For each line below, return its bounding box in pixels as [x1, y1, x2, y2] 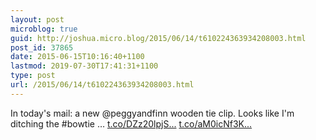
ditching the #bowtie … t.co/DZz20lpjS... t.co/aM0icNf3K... [10, 117, 253, 130]
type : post [10, 71, 56, 81]
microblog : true [10, 24, 78, 34]
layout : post [10, 14, 65, 25]
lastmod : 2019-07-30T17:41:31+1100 [10, 61, 159, 71]
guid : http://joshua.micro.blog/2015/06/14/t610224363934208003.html [10, 33, 307, 43]
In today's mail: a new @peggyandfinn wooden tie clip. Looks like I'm [10, 107, 295, 119]
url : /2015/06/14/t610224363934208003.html [10, 80, 195, 90]
